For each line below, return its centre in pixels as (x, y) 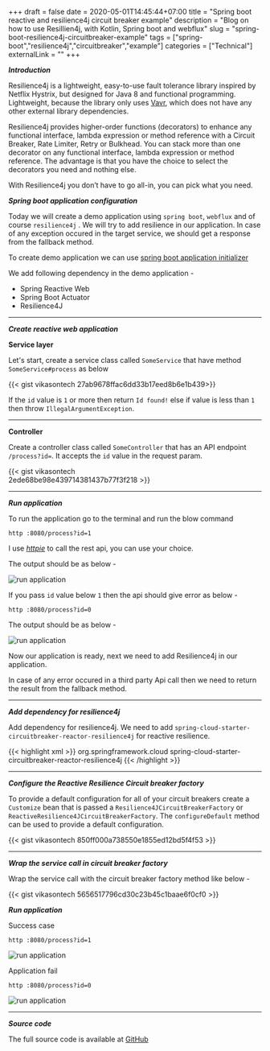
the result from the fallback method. (67, 688)
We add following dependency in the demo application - (101, 273)
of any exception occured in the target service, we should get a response (129, 233)
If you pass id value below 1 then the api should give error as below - (123, 595)
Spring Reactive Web (55, 289)
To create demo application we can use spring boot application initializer (129, 258)
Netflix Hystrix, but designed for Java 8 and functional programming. (122, 94)
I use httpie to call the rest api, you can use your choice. (101, 548)
